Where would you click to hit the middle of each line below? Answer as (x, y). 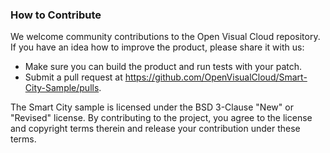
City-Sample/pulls (62, 88)
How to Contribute (56, 15)
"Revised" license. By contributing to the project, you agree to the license (161, 118)
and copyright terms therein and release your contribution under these (155, 129)
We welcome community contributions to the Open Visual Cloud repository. (165, 37)
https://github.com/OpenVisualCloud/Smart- (216, 77)
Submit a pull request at (73, 77)
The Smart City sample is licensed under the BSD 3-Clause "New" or (152, 107)
